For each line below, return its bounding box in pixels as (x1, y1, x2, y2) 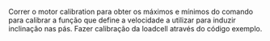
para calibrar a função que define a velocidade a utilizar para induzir (8, 15, 236, 25)
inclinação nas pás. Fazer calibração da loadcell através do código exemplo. (8, 24, 263, 33)
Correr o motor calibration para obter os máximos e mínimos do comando (8, 7, 253, 16)
